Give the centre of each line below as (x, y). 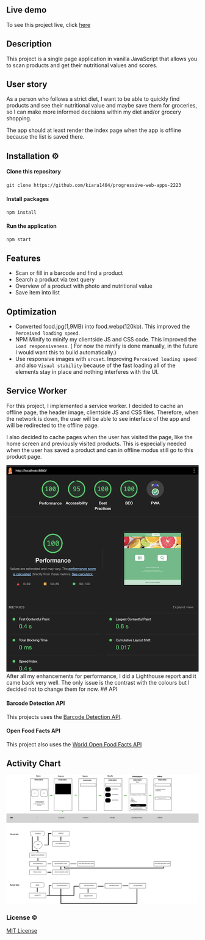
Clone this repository (34, 172)
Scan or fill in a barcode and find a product (69, 273)
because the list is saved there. (45, 137)
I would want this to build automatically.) (66, 352)
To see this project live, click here (49, 24)
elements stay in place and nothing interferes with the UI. (87, 372)
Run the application (31, 226)
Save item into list (37, 293)
